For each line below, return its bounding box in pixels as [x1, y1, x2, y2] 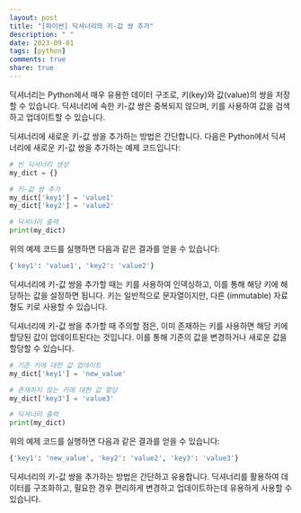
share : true [9, 64, 54, 73]
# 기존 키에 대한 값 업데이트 [9, 361, 102, 370]
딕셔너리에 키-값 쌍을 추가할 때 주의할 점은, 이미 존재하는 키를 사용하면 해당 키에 [9, 320, 288, 331]
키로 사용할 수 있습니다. [25, 301, 108, 311]
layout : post [9, 13, 58, 22]
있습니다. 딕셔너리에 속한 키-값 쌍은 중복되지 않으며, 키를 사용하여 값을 [28, 100, 274, 111]
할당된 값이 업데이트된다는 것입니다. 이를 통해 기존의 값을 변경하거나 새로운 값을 [9, 331, 288, 342]
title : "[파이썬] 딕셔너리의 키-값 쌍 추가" [9, 22, 155, 31]
